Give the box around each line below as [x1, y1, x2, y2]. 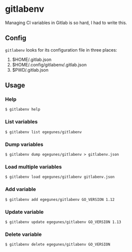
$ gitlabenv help [5, 107, 41, 112]
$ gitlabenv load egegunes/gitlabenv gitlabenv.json [5, 174, 115, 180]
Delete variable [5, 231, 42, 238]
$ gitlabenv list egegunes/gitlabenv [5, 129, 82, 135]
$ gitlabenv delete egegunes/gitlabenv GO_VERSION [5, 242, 110, 247]
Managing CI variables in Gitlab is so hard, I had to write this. [5, 20, 127, 26]
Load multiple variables [5, 163, 62, 170]
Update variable [5, 208, 44, 215]
